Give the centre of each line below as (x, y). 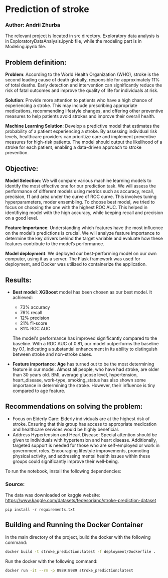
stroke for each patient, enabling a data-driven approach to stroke (73, 147)
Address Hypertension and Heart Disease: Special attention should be (85, 435)
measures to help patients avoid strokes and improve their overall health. (80, 116)
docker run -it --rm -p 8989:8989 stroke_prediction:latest (69, 570)
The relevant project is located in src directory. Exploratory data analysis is (82, 36)
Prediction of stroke (47, 9)
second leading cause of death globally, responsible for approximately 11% (82, 80)
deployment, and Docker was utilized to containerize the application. (76, 264)
